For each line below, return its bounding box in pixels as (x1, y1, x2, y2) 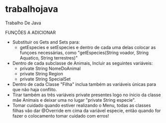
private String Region (19, 70, 63, 76)
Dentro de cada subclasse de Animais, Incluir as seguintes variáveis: (12, 60, 153, 66)
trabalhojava (5, 3, 59, 15)
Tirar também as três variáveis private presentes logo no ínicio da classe (12, 92, 161, 98)
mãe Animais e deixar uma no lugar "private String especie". (12, 97, 136, 103)
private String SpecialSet (19, 76, 71, 82)
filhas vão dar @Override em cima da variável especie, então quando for (12, 108, 161, 114)
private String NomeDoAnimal (19, 65, 81, 71)
